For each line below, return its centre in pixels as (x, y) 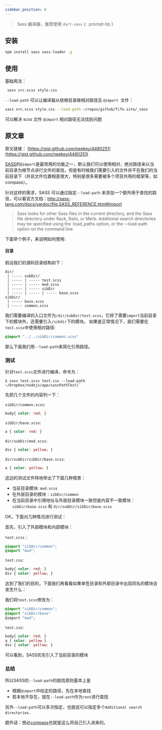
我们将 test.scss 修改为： (30, 600)
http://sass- (59, 198)
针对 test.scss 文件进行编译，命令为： (42, 372)
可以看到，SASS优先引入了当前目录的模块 (47, 655)
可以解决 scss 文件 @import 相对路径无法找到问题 (54, 119)
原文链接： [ (17, 148)
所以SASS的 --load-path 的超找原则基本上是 (48, 680)
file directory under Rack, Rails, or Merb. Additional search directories (86, 218)
